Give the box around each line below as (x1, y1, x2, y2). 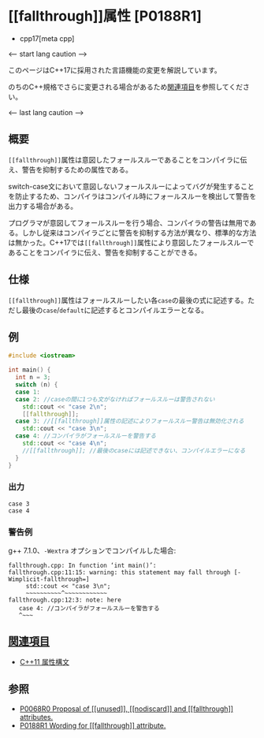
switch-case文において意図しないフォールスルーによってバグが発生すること (8, 181, 255, 191)
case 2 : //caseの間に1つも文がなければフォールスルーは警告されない (15, 395, 215, 403)
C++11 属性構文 (19, 657, 69, 666)
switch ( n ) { (15, 381, 58, 389)
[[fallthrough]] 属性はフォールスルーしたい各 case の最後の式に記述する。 (8, 295, 248, 304)
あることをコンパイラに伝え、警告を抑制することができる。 (8, 248, 202, 257)
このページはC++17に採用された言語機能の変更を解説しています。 (8, 65, 222, 75)
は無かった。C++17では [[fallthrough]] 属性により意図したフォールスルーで (8, 237, 255, 247)
